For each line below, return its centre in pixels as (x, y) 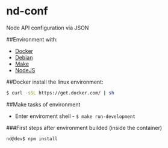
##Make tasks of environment (43, 104)
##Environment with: (32, 39)
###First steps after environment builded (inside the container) (84, 128)
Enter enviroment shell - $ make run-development (75, 116)
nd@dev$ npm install (32, 139)
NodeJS (25, 70)
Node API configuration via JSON (48, 28)
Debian (24, 57)
